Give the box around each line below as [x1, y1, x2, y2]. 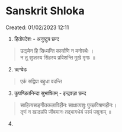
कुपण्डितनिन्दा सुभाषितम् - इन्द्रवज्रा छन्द [14, 89, 86, 96]
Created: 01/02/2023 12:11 [5, 24, 69, 31]
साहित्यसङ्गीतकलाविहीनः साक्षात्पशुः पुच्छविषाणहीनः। [20, 101, 117, 108]
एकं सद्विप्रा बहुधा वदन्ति [20, 77, 62, 84]
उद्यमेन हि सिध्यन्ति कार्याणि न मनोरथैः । [20, 47, 94, 54]
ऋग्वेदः [14, 65, 27, 73]
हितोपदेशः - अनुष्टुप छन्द [14, 35, 60, 42]
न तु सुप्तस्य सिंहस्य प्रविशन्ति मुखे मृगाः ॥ [20, 54, 95, 61]
